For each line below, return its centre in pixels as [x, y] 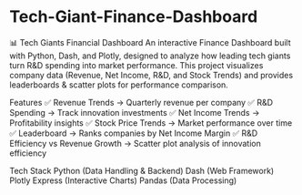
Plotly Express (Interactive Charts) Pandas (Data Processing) [123, 180]
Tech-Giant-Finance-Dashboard [134, 17]
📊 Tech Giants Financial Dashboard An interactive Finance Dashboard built [150, 42]
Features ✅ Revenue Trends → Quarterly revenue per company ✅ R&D [141, 102]
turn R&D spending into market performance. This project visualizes [136, 65]
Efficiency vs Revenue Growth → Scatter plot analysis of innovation [135, 143]
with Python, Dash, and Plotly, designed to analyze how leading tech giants [150, 56]
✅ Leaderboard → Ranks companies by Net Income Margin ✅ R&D [134, 133]
